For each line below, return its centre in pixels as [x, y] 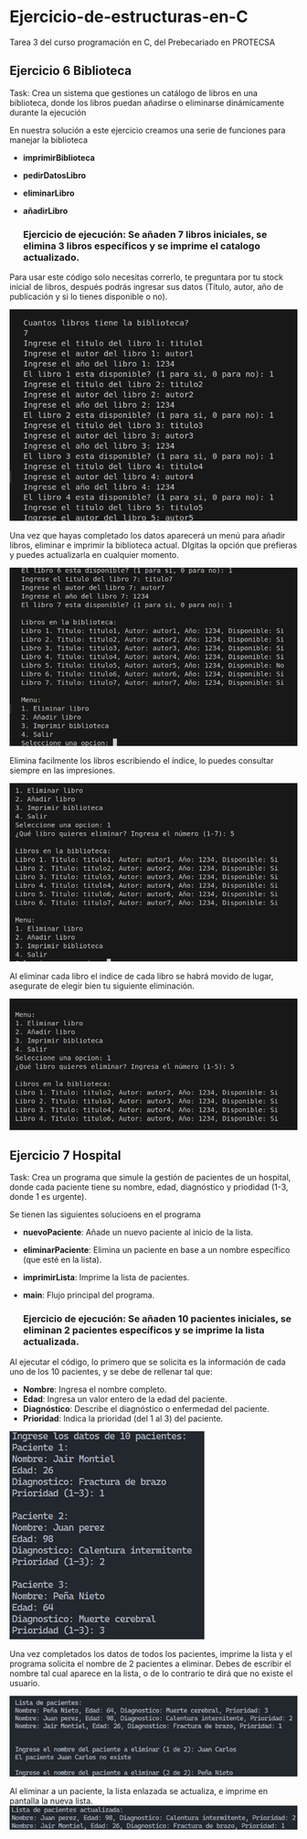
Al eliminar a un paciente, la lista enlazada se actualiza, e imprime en [138, 1791]
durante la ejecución [48, 112]
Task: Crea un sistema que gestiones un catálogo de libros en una [134, 92]
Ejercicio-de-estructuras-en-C [129, 17]
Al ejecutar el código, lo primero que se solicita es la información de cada [148, 1362]
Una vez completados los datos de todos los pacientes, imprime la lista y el [151, 1653]
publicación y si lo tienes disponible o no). [89, 297]
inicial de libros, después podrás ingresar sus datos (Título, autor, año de [147, 287]
